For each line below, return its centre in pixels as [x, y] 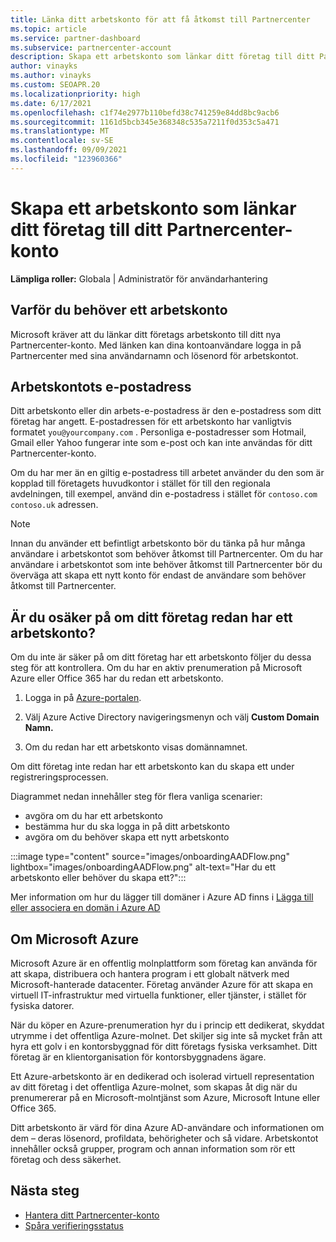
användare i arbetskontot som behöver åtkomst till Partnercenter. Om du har [167, 554]
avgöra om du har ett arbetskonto [93, 816]
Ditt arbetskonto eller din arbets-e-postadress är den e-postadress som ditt [166, 411]
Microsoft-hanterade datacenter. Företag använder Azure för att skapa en [162, 984]
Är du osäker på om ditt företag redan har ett [151, 617]
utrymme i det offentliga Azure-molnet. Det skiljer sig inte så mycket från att [166, 1035]
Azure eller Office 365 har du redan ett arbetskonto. [117, 678]
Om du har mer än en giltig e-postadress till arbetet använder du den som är [167, 473]
